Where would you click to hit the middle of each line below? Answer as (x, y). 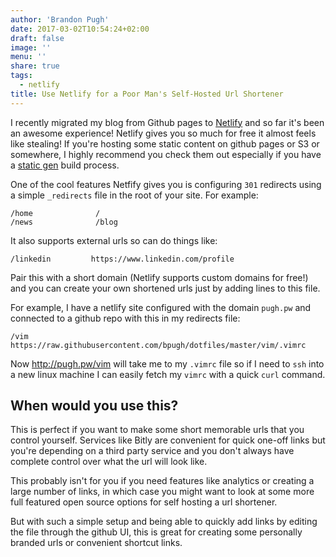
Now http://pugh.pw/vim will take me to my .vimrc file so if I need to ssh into (167, 363)
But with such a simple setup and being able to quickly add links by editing (164, 522)
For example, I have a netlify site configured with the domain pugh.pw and (161, 307)
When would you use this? (94, 406)
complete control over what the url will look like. (109, 462)
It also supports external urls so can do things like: (114, 240)
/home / (55, 213)
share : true (35, 66)
